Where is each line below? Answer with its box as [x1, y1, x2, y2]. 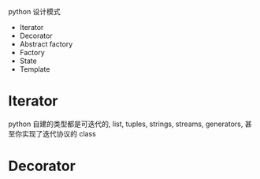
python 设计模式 [8, 7, 61, 16]
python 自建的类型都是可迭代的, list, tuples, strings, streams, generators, [8, 119, 243, 129]
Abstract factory [19, 39, 73, 49]
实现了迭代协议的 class [21, 129, 96, 138]
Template [19, 65, 50, 73]
